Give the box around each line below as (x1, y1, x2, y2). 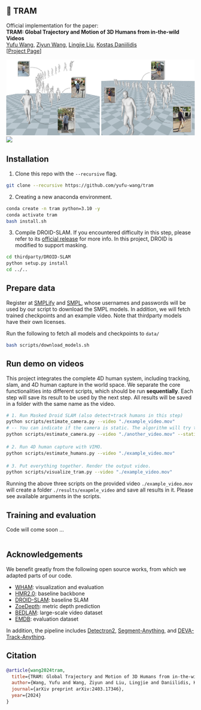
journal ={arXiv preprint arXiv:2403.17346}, (11, 686, 124, 692)
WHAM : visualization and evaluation (14, 583, 104, 590)
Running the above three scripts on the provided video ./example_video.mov (6, 480, 193, 487)
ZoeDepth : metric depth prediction (14, 602, 100, 609)
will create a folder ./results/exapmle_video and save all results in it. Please (6, 486, 193, 494)
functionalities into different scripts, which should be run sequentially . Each (6, 387, 193, 395)
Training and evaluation (6, 510, 96, 520)
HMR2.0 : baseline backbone (14, 590, 85, 597)
